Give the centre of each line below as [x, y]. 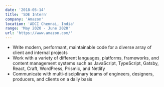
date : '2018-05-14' [26, 10]
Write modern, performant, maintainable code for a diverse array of [82, 47]
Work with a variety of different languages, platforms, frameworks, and [86, 58]
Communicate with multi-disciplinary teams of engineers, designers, [83, 74]
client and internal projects [40, 52]
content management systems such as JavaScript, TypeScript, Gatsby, [86, 63]
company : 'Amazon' [24, 19]
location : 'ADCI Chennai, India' [40, 24]
